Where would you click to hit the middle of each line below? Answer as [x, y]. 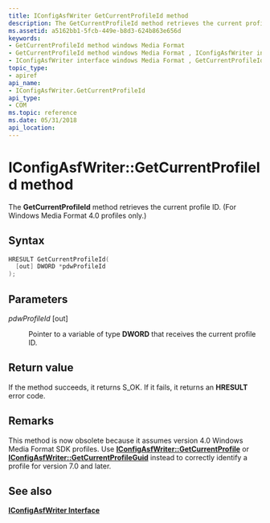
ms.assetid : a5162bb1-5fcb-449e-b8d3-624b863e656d [95, 31]
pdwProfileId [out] [38, 318]
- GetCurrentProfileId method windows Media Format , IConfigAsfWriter [131, 53]
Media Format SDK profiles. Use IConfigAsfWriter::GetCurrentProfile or [129, 449]
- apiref [23, 76]
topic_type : [28, 68]
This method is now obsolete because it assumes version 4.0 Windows [126, 440]
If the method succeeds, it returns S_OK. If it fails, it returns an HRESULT [128, 387]
